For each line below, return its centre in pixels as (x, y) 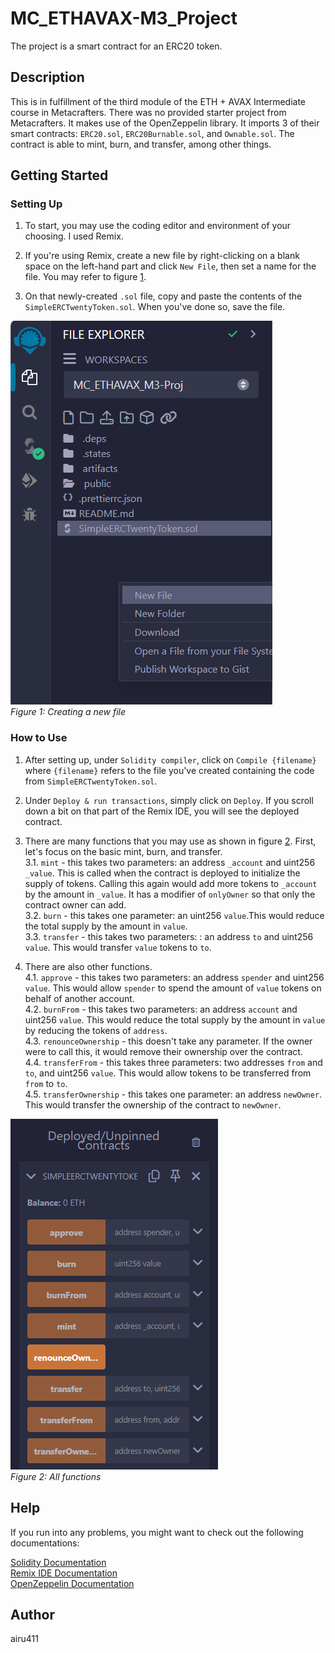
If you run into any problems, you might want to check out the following (157, 1532)
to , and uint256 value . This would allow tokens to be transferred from (168, 1073)
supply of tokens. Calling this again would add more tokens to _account (171, 883)
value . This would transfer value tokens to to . (118, 947)
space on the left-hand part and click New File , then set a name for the (170, 266)
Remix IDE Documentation (64, 1573)
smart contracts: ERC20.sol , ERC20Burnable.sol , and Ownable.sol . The (152, 133)
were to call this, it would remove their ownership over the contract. (163, 1051)
